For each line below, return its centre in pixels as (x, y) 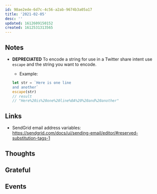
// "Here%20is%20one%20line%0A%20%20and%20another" (65, 101)
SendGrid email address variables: (46, 128)
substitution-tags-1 (31, 138)
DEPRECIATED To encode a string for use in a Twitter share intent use (82, 59)
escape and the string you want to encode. (54, 64)
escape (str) (24, 92)
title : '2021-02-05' (26, 14)
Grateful (18, 170)
